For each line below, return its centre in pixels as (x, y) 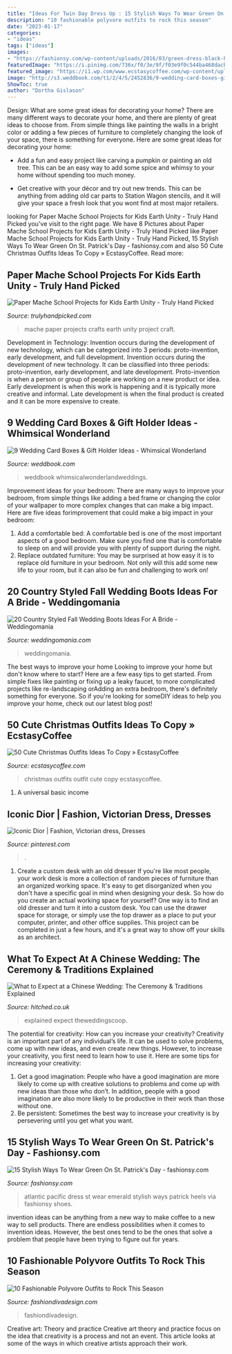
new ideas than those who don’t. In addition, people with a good (108, 1091)
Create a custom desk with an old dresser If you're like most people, (114, 871)
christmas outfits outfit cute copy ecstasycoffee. (93, 779)
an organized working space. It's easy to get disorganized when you (114, 886)
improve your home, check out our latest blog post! (80, 703)
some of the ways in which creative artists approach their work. (98, 1343)
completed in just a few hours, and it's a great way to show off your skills (121, 930)
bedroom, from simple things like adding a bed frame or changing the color (114, 497)
